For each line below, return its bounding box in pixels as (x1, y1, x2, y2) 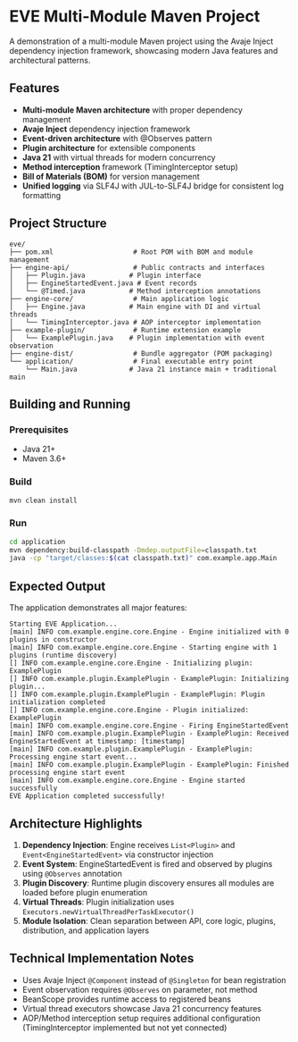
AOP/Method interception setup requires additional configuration (21, 1013, 261, 1023)
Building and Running (9, 396, 131, 412)
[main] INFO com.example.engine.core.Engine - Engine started (9, 776, 245, 786)
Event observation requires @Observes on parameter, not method (21, 984, 258, 995)
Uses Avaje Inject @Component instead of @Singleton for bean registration (21, 974, 287, 985)
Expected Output (9, 578, 106, 593)
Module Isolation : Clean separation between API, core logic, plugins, (21, 915, 277, 926)
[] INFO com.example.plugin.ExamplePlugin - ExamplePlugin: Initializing (9, 675, 290, 684)
